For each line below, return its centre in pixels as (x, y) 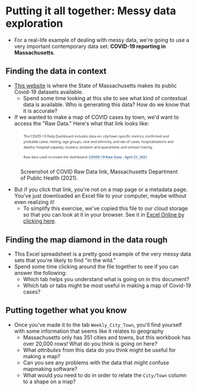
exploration (34, 23)
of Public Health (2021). (49, 178)
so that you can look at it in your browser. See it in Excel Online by (104, 215)
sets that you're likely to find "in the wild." (65, 260)
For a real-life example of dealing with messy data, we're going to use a (101, 40)
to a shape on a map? (49, 382)
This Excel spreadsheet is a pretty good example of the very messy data (102, 254)
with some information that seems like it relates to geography (89, 331)
